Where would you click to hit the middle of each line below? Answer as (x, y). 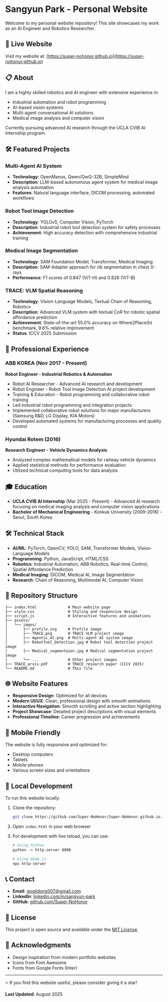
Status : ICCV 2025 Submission (44, 333)
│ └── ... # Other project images (61, 660)
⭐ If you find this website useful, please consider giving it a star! (71, 983)
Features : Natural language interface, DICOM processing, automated (83, 193)
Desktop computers (33, 754)
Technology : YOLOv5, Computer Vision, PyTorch (63, 222)
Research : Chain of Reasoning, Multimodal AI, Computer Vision (78, 580)
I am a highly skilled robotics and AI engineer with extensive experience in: (82, 92)
